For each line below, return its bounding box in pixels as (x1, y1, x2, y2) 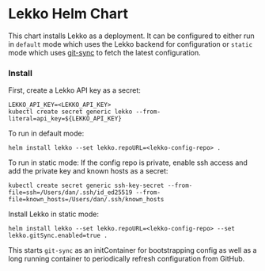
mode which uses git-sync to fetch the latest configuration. (8, 48, 202, 57)
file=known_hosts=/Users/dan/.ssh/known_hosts (8, 196, 165, 204)
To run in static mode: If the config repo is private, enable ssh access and (8, 158, 248, 167)
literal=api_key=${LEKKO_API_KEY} (8, 115, 123, 123)
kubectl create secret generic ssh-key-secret (8, 181, 165, 190)
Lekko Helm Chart (8, 5, 129, 23)
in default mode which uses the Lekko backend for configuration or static (8, 39, 253, 48)
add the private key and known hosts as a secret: (8, 166, 168, 176)
